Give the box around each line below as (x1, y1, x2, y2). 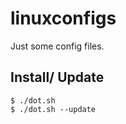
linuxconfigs (10, 7, 117, 30)
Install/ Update (10, 69, 105, 86)
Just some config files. (10, 40, 105, 52)
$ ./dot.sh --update (10, 104, 97, 114)
